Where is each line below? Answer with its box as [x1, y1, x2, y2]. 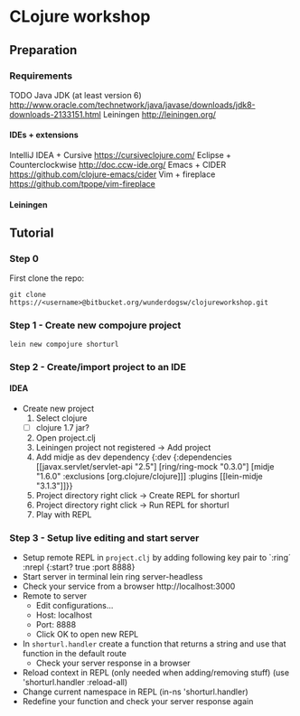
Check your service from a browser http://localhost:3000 [22, 581, 236, 592]
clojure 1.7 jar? [35, 422, 90, 432]
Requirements [9, 70, 73, 82]
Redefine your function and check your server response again [22, 696, 254, 707]
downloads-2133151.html [9, 108, 101, 119]
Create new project [22, 403, 95, 414]
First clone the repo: [9, 273, 85, 284]
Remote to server [22, 590, 88, 601]
